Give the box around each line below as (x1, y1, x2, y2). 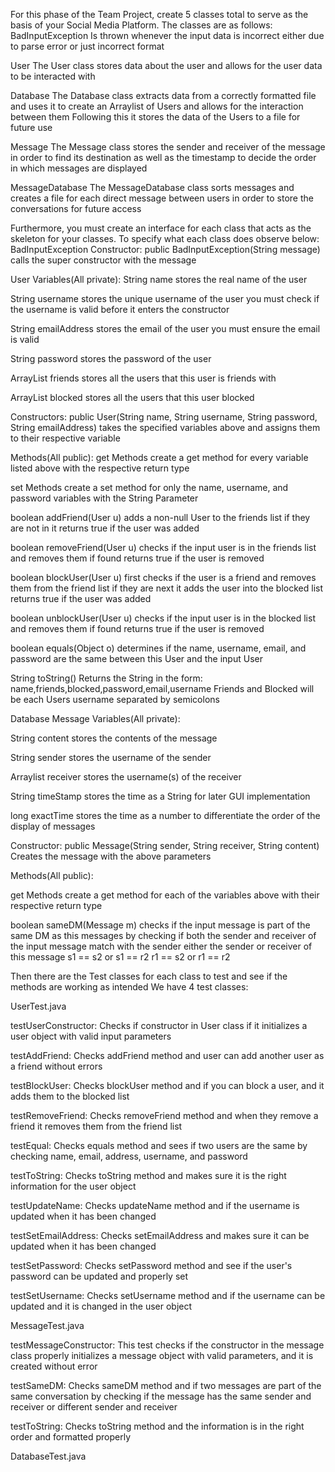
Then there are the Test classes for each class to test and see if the (10, 970, 288, 982)
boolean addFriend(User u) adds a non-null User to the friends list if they (10, 512, 311, 523)
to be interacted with (10, 70, 96, 82)
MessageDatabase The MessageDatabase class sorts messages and (10, 182, 295, 193)
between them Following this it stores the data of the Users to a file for (10, 111, 301, 123)
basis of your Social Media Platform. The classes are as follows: (10, 19, 273, 31)
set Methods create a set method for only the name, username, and (10, 482, 289, 493)
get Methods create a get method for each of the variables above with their (10, 889, 320, 901)
